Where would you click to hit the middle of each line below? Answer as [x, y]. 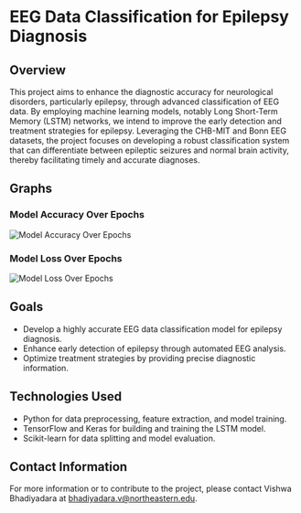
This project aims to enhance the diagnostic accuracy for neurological [141, 92]
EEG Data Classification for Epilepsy [150, 17]
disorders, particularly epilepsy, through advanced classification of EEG [145, 102]
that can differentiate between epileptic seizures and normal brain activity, [150, 150]
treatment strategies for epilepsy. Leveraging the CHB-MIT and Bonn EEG [148, 131]
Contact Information [69, 467]
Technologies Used [65, 396]
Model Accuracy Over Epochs [77, 215]
